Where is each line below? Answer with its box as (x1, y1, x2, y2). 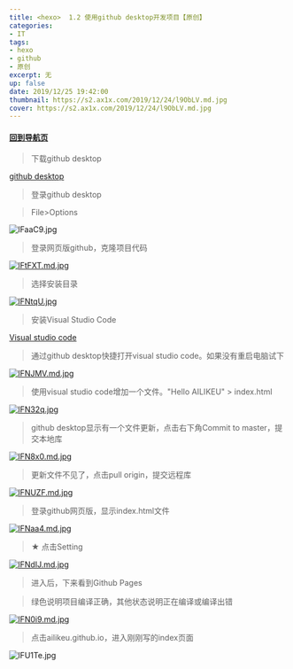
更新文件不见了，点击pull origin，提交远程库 (30, 470, 192, 480)
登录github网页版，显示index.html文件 (30, 506, 170, 517)
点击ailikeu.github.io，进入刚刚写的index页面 (30, 633, 194, 643)
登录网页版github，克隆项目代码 (30, 243, 148, 253)
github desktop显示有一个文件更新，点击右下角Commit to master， (30, 423, 275, 433)
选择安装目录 (30, 278, 78, 289)
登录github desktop (30, 190, 102, 200)
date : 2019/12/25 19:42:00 (9, 87, 109, 96)
